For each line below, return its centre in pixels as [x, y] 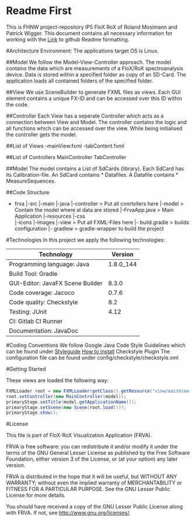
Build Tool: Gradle [33, 273]
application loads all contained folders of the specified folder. [80, 81]
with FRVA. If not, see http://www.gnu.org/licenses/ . [69, 513]
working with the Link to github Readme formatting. [68, 39]
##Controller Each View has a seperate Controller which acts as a [85, 116]
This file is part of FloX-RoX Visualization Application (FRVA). [79, 435]
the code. [17, 104]
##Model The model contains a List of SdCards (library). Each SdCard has [95, 169]
